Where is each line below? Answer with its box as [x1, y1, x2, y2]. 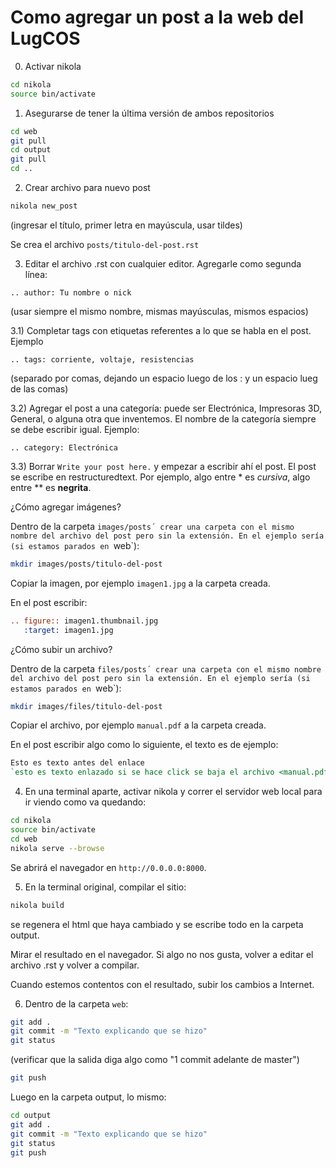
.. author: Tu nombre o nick [10, 287, 132, 298]
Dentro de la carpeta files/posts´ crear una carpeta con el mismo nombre [10, 662, 322, 675]
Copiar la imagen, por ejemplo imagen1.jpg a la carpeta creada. [10, 577, 271, 589]
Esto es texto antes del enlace [10, 758, 145, 768]
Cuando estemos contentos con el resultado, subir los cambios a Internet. [10, 978, 315, 990]
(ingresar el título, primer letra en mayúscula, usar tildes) [10, 219, 243, 231]
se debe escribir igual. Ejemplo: [10, 423, 140, 435]
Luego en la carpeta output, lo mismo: [10, 1091, 167, 1103]
